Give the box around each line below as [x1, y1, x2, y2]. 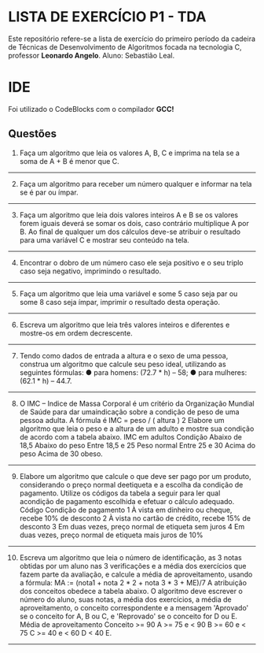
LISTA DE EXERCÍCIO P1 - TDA [8, 8, 207, 26]
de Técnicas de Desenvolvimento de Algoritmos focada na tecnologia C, [8, 42, 242, 51]
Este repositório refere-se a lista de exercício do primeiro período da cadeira [8, 34, 256, 43]
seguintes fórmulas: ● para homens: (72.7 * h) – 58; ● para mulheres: [19, 367, 247, 377]
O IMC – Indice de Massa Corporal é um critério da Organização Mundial [19, 399, 255, 408]
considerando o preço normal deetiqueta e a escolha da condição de [19, 480, 244, 489]
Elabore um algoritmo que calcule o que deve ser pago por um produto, [19, 471, 251, 480]
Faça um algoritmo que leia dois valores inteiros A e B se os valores [19, 210, 239, 220]
